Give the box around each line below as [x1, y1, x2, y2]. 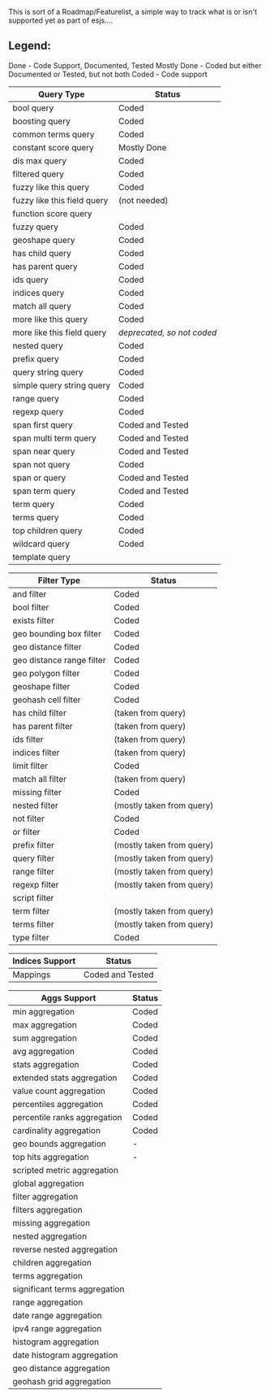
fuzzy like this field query [12, 194, 109, 206]
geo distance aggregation [12, 1362, 111, 1374]
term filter [12, 905, 50, 917]
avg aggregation [12, 1045, 75, 1057]
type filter [12, 931, 50, 943]
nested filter [12, 800, 59, 811]
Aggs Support [41, 992, 96, 1003]
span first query [12, 419, 73, 430]
